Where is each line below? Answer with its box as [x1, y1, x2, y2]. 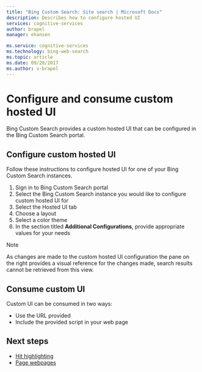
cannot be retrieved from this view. [6, 266, 94, 273]
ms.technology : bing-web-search [6, 48, 88, 55]
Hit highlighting [15, 352, 54, 360]
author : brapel [6, 26, 45, 32]
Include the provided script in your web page [15, 319, 128, 326]
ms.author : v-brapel [6, 65, 59, 72]
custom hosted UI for [15, 197, 69, 204]
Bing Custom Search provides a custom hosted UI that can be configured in [6, 125, 197, 132]
